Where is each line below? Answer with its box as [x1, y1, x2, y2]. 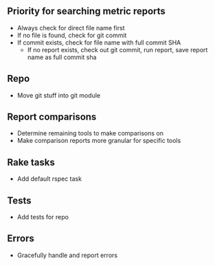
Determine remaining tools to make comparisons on [16, 129, 163, 137]
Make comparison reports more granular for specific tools [16, 137, 181, 145]
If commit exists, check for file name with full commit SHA [16, 38, 181, 47]
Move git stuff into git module [16, 91, 101, 99]
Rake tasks [7, 156, 55, 168]
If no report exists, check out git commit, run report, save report [27, 45, 208, 54]
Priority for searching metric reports [7, 5, 166, 17]
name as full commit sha [27, 53, 97, 61]
